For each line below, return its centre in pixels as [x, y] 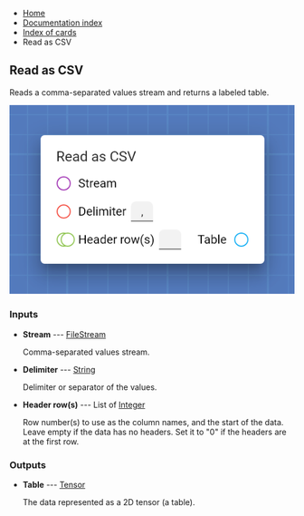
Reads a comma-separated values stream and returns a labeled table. [139, 92]
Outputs [28, 464]
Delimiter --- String [59, 369]
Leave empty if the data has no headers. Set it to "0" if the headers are [154, 432]
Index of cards [49, 32]
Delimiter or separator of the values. [90, 387]
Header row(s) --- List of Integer [84, 404]
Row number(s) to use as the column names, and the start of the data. [153, 422]
